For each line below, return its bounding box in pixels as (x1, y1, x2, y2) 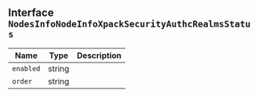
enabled (12, 64, 41, 73)
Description (77, 50, 122, 61)
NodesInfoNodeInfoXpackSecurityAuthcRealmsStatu (8, 19, 251, 30)
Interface (8, 6, 54, 20)
